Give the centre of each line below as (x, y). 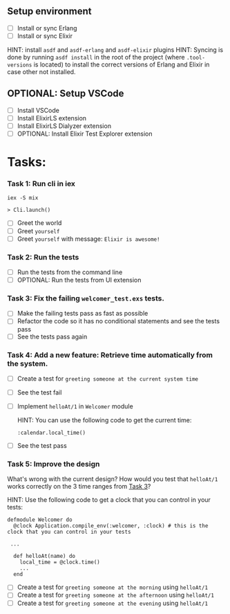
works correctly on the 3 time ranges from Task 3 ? (79, 487)
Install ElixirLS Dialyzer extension (64, 126)
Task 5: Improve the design (54, 464)
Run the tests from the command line (70, 272)
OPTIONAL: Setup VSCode (66, 94)
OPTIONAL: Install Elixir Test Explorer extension (85, 134)
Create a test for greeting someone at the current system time (108, 378)
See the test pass (42, 446)
